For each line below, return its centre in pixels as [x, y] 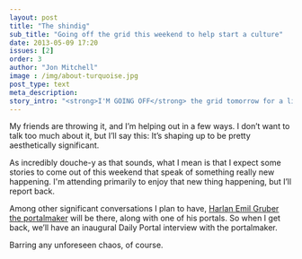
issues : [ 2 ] [31, 51]
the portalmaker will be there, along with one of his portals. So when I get [145, 218]
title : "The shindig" [50, 26]
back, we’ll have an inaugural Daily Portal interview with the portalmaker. [144, 228]
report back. [32, 191]
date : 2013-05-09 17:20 [54, 43]
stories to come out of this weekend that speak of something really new [142, 172]
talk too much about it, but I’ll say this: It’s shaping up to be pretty [130, 136]
